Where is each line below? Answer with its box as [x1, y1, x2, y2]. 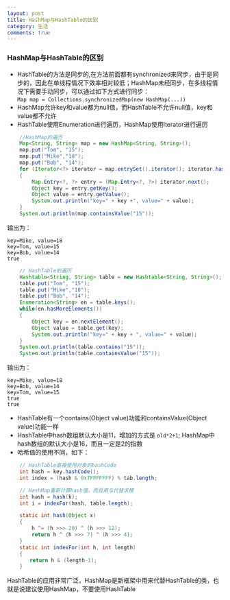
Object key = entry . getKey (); [31, 184, 118, 192]
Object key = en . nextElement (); [31, 318, 125, 325]
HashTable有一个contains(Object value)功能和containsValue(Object [16, 414, 207, 422]
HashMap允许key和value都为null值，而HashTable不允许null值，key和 [16, 103, 214, 111]
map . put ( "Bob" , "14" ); [19, 159, 84, 167]
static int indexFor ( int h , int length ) [19, 544, 136, 551]
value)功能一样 [16, 422, 60, 431]
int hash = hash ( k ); [19, 493, 78, 501]
